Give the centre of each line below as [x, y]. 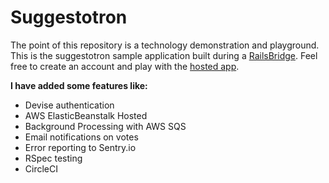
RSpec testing [53, 158]
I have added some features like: [79, 85]
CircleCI [41, 168]
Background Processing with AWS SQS [105, 126]
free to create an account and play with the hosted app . [125, 66]
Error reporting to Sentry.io [80, 147]
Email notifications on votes [81, 137]
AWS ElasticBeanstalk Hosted [86, 115]
